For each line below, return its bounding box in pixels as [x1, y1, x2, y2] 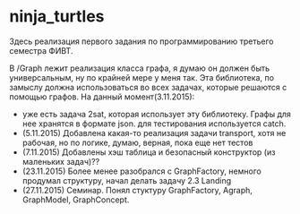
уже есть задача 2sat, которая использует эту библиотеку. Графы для [21, 108, 291, 119]
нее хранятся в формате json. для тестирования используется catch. [21, 118, 287, 129]
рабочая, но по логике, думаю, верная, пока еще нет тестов [21, 137, 253, 148]
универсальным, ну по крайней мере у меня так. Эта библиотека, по [9, 72, 275, 82]
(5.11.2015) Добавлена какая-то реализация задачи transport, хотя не [21, 127, 287, 138]
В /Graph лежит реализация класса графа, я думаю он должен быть [9, 63, 270, 73]
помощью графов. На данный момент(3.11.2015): [9, 91, 195, 102]
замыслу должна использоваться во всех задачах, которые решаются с [9, 81, 287, 92]
